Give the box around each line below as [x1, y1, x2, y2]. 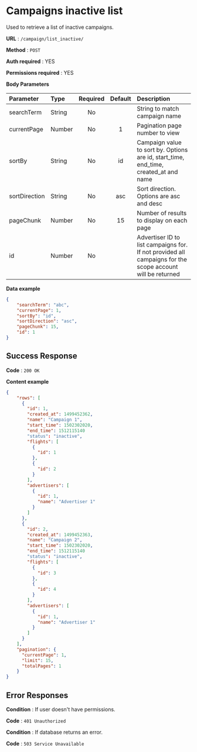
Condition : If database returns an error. [6, 728, 103, 736]
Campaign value [137, 138, 182, 147]
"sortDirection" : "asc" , [16, 318, 77, 324]
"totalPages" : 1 [21, 663, 62, 669]
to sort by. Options [137, 145, 188, 154]
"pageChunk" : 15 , [16, 324, 59, 330]
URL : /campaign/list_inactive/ [6, 35, 84, 42]
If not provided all [137, 248, 185, 256]
